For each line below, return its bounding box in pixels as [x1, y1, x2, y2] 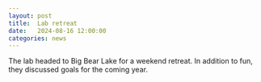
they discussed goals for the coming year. [8, 65, 148, 75]
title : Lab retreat [8, 19, 78, 27]
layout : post [8, 11, 53, 20]
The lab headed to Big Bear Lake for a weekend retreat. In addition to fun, [8, 56, 253, 66]
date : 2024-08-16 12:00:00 [8, 27, 107, 35]
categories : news [8, 34, 67, 43]
